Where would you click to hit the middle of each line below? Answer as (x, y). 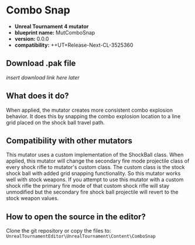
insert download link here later (43, 77)
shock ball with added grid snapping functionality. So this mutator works (93, 174)
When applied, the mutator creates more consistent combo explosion (89, 110)
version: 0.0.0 (32, 39)
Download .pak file (41, 63)
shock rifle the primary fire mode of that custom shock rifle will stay (88, 186)
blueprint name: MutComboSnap (55, 32)
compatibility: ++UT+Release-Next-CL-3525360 (74, 45)
